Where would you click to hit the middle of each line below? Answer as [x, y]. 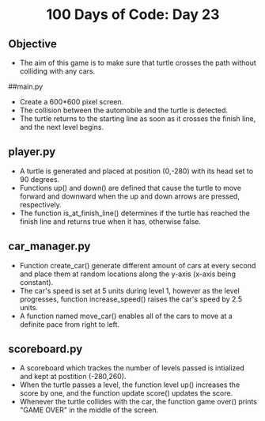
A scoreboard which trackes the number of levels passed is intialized [132, 368]
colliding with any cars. [57, 71]
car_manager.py [49, 247]
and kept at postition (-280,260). [73, 377]
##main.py [26, 86]
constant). [36, 282]
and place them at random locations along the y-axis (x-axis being [127, 274]
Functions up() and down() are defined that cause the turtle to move [130, 188]
